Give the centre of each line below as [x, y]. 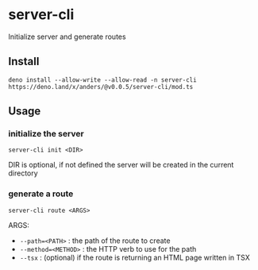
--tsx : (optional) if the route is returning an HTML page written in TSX [135, 257]
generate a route [41, 194]
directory [23, 173]
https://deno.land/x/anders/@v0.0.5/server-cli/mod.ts [101, 87]
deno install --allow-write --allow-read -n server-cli [102, 80]
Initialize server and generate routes [67, 37]
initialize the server [46, 134]
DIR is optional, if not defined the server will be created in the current [121, 165]
